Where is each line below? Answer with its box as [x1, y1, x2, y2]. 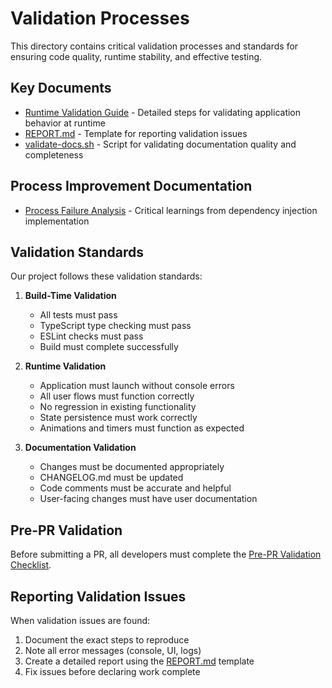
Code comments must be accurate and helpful [39, 482, 232, 494]
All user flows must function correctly [39, 390, 195, 402]
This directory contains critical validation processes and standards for [10, 40, 299, 52]
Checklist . [10, 559, 52, 571]
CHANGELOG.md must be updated [39, 472, 184, 484]
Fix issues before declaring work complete [24, 666, 201, 677]
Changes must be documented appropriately [39, 461, 225, 473]
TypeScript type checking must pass [39, 320, 192, 332]
